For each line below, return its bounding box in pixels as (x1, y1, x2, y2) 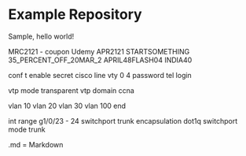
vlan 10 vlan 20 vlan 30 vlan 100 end (8, 101, 127, 110)
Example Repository (8, 6, 143, 24)
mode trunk (8, 124, 46, 134)
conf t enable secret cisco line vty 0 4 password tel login (8, 70, 193, 80)
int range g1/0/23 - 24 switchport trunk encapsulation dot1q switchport (8, 116, 238, 125)
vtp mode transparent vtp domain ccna (8, 85, 135, 95)
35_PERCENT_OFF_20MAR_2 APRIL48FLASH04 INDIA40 (8, 55, 193, 65)
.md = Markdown (8, 139, 64, 149)
